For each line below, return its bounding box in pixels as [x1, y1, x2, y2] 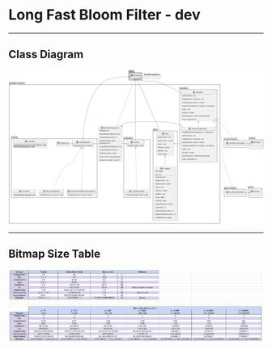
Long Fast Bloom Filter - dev [8, 6, 201, 24]
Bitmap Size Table [8, 247, 101, 261]
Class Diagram [8, 48, 83, 61]
